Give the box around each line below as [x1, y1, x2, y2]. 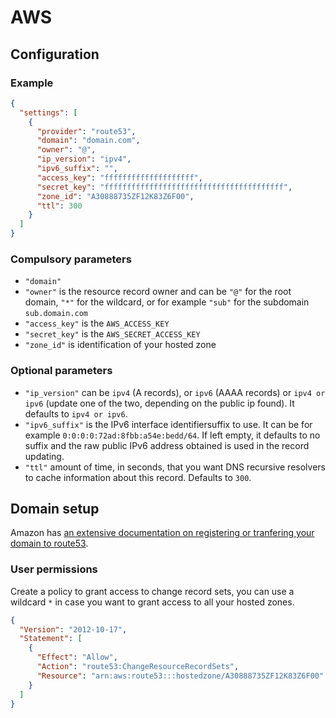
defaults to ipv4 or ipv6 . [24, 407, 128, 420]
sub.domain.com [24, 309, 89, 319]
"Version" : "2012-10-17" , [19, 624, 128, 635]
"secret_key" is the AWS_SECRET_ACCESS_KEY [24, 328, 201, 340]
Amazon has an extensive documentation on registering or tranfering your [10, 527, 315, 539]
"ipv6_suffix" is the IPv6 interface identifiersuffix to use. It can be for [24, 418, 313, 430]
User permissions [10, 562, 98, 576]
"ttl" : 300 [36, 201, 83, 211]
